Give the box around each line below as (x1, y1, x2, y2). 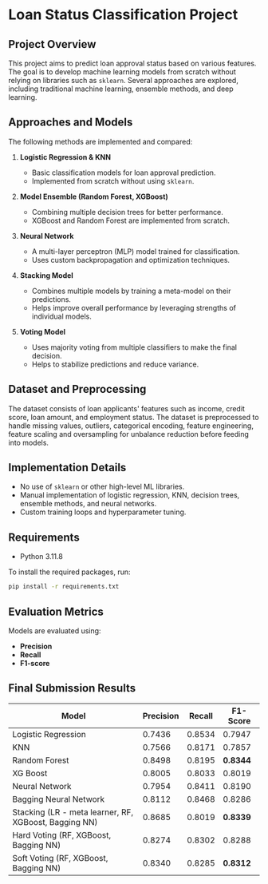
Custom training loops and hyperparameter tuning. (19, 507, 187, 517)
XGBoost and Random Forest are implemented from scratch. (31, 216, 230, 225)
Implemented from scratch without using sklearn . (31, 176, 195, 185)
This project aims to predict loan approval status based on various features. (8, 58, 257, 68)
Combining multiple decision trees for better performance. (31, 207, 223, 216)
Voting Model (19, 327, 66, 336)
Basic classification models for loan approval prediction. (31, 168, 216, 177)
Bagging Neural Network (12, 793, 105, 804)
